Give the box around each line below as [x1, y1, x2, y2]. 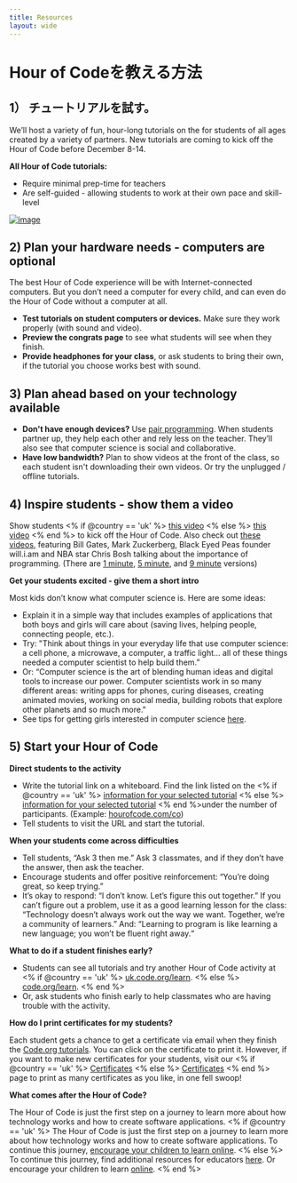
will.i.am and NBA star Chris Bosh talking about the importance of [9, 548, 248, 559]
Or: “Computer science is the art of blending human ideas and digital [21, 666, 273, 676]
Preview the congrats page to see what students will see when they [21, 332, 272, 343]
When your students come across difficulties [9, 835, 179, 845]
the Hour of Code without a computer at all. [9, 296, 168, 307]
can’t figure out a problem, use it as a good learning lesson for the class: [21, 899, 287, 910]
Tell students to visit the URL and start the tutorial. [21, 818, 206, 828]
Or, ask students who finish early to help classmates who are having [21, 990, 271, 1001]
